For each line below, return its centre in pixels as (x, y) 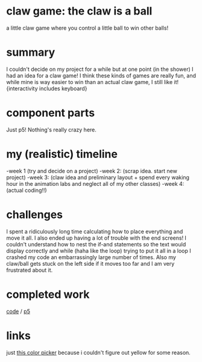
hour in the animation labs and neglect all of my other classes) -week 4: (95, 183)
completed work (48, 294)
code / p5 (18, 311)
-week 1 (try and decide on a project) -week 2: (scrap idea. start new (92, 171)
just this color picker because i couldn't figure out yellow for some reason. (99, 352)
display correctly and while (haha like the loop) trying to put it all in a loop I (99, 251)
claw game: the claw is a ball (79, 11)
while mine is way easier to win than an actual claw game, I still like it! (93, 82)
